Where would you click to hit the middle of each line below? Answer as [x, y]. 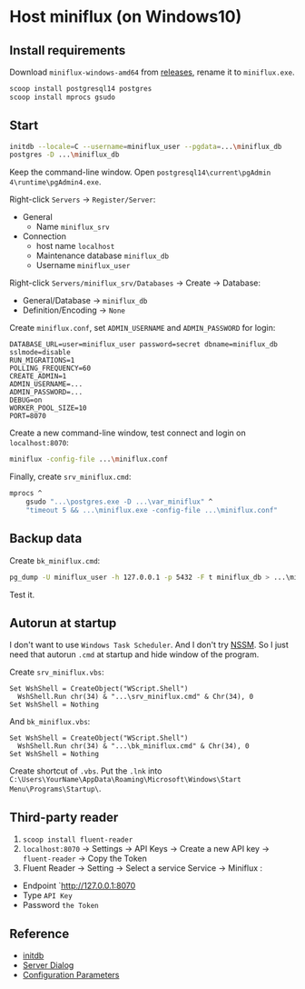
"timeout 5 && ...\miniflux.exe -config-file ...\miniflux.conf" [152, 510]
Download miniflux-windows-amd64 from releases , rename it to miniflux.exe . [152, 72]
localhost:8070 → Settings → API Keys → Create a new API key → [146, 849]
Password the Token [60, 905]
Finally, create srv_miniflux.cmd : [70, 477]
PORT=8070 [28, 416]
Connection [44, 236]
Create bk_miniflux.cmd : [55, 560]
